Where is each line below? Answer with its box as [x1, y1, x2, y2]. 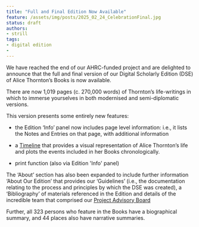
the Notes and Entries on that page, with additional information [14, 130, 169, 137]
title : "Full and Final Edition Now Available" [6, 8, 127, 15]
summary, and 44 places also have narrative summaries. [6, 214, 145, 221]
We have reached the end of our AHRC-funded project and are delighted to [6, 64, 191, 71]
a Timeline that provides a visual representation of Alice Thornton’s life [14, 141, 188, 149]
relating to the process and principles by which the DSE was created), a [6, 184, 182, 191]
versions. [6, 101, 29, 108]
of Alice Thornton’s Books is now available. [6, 76, 111, 83]
